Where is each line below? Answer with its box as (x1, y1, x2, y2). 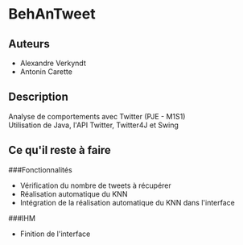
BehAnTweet (8, 5, 96, 23)
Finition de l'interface (19, 229, 91, 239)
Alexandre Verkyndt (19, 58, 86, 68)
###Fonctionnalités (8, 164, 72, 174)
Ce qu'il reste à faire (8, 143, 111, 157)
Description (8, 90, 68, 104)
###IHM (8, 213, 36, 222)
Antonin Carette (19, 67, 72, 77)
